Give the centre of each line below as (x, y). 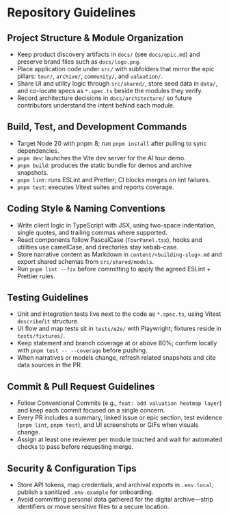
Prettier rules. (36, 276)
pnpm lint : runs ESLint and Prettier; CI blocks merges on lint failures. (113, 180)
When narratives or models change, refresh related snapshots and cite (117, 358)
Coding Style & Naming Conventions (86, 209)
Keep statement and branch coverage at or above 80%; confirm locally (117, 343)
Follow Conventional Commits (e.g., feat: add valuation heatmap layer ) (119, 403)
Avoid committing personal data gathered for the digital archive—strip (115, 500)
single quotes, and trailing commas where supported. (92, 232)
